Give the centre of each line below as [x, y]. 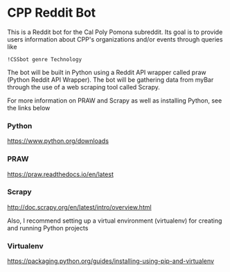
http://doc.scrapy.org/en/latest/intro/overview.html [79, 207]
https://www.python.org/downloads [58, 141]
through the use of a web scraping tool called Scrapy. [84, 87]
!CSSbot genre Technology [44, 59]
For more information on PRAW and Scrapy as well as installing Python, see [115, 100]
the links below [29, 108]
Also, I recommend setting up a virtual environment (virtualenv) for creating [115, 221]
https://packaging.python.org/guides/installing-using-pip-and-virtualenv [111, 261]
